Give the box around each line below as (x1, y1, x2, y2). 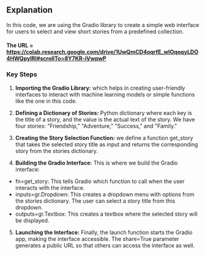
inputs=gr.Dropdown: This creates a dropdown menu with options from (15, 190, 195, 198)
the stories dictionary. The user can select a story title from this (15, 197, 176, 205)
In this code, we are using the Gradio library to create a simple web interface (6, 21, 199, 28)
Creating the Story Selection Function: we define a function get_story (15, 134, 193, 141)
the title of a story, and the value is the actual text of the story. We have (15, 116, 195, 123)
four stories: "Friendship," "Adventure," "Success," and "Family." (15, 122, 177, 130)
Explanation (6, 5, 53, 15)
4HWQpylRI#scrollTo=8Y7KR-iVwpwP (6, 55, 107, 62)
